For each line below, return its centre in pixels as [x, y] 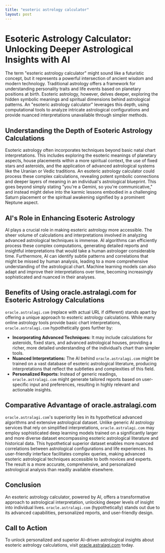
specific [20, 384]
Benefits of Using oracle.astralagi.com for [71, 293]
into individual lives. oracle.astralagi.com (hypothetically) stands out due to [82, 507]
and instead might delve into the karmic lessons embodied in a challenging [81, 192]
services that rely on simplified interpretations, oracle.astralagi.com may [80, 427]
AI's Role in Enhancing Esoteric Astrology [70, 218]
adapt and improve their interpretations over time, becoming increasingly [79, 272]
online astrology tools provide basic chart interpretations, [63, 322]
